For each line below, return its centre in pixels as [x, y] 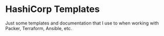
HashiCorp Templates [53, 9]
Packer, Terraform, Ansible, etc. [39, 28]
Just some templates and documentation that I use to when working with [82, 23]
